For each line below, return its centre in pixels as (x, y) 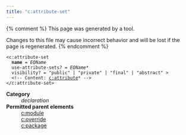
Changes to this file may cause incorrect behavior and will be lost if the (93, 40)
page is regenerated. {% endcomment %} (57, 46)
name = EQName (29, 62)
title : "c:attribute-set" (38, 12)
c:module (33, 112)
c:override (34, 119)
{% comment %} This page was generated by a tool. (70, 28)
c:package (34, 126)
